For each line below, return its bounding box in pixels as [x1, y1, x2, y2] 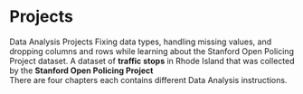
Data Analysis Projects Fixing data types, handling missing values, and [9, 36, 272, 47]
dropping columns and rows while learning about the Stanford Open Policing [9, 45, 294, 56]
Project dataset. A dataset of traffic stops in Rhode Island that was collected [9, 55, 295, 66]
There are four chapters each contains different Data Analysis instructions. [9, 74, 288, 85]
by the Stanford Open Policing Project [9, 65, 154, 76]
